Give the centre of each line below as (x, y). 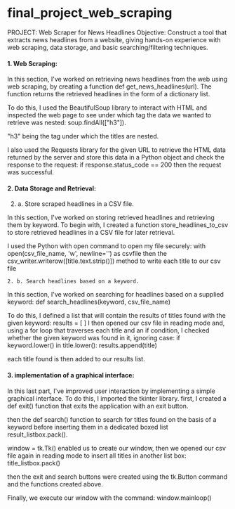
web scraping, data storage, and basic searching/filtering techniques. (108, 47)
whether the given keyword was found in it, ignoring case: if (94, 338)
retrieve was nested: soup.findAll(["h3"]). (67, 123)
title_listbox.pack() (34, 463)
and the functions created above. (55, 484)
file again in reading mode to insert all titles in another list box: (97, 456)
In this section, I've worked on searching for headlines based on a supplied (116, 295)
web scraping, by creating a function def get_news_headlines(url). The (109, 86)
